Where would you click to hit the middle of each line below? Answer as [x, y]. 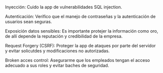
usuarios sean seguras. [29, 22]
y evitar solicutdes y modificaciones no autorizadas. [57, 51]
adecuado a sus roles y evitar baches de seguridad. [57, 65]
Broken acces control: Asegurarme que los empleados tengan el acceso [78, 60]
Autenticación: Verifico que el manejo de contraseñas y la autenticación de [81, 16]
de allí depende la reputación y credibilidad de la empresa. [64, 36]
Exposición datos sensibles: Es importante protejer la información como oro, [82, 31]
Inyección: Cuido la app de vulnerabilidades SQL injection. [63, 7]
